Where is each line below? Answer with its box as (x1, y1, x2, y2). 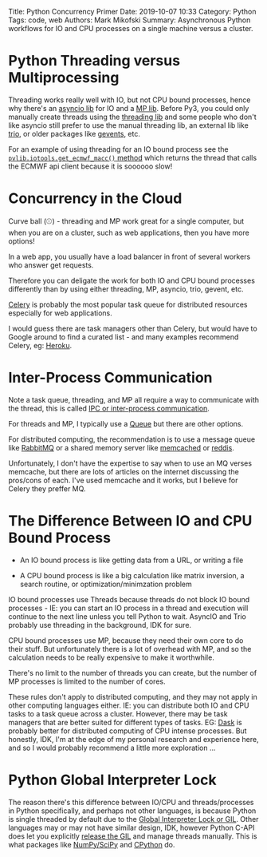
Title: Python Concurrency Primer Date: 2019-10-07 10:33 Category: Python (8, 7, 257, 16)
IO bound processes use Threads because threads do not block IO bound (8, 594, 250, 604)
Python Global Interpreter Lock (8, 771, 217, 789)
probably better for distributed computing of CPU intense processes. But (8, 726, 247, 736)
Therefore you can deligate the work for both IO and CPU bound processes (8, 276, 255, 285)
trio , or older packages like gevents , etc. (8, 129, 141, 138)
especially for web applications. (8, 307, 113, 318)
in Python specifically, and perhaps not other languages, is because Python (8, 806, 257, 815)
